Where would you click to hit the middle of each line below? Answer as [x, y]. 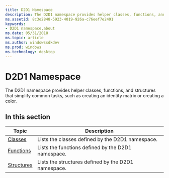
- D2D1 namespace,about [30, 29]
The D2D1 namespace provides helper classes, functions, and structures [80, 90]
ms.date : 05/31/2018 [27, 33]
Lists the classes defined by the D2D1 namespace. [97, 139]
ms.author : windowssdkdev [32, 43]
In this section [28, 117]
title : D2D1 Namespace [29, 10]
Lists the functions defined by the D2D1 [84, 147]
